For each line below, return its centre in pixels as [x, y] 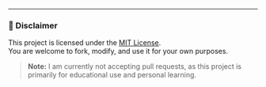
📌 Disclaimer [33, 25]
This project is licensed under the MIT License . [85, 43]
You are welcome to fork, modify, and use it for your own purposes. [118, 51]
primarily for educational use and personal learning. [112, 75]
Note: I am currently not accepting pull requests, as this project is [134, 66]
